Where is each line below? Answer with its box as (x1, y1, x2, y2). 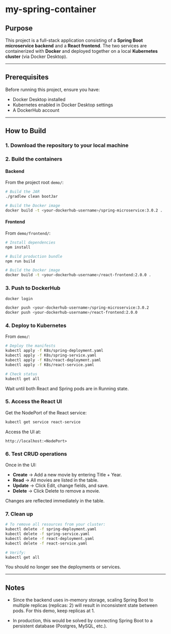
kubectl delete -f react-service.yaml (5, 540, 88, 546)
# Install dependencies (5, 240, 56, 245)
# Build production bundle (5, 254, 63, 259)
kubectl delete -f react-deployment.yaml (5, 536, 95, 541)
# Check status (5, 371, 38, 377)
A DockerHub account (12, 107, 60, 113)
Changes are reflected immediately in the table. (5, 498, 105, 504)
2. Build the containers (5, 156, 63, 163)
